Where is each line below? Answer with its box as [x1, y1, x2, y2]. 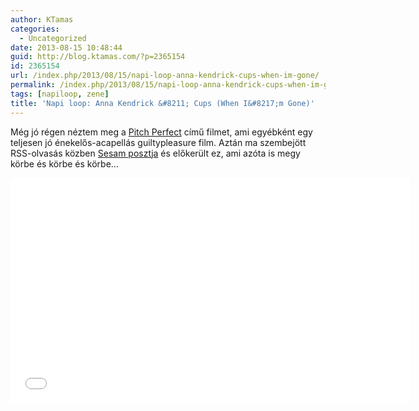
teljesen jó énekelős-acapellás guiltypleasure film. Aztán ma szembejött [10, 136, 307, 148]
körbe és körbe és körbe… [10, 157, 119, 170]
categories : [10, 24, 60, 34]
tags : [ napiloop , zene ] [10, 89, 110, 99]
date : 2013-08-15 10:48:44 [10, 42, 123, 53]
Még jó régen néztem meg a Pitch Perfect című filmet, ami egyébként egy [10, 126, 313, 138]
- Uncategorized [19, 33, 87, 43]
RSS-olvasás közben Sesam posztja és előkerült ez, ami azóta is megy [10, 147, 301, 159]
